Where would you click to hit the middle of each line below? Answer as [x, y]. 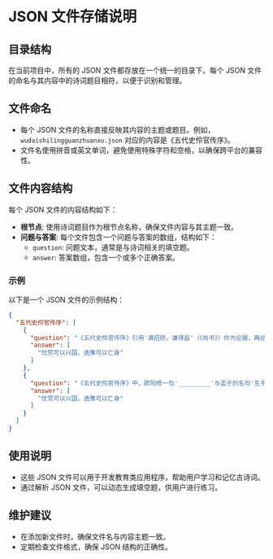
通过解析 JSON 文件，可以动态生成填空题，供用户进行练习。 [121, 487]
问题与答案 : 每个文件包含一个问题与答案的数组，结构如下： [118, 237]
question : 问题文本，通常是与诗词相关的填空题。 [113, 247]
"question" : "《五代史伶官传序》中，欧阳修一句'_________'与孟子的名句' [142, 383]
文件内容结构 [41, 188]
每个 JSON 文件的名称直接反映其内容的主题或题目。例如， [117, 129]
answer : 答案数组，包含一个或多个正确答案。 [106, 257]
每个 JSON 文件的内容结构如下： [63, 209]
